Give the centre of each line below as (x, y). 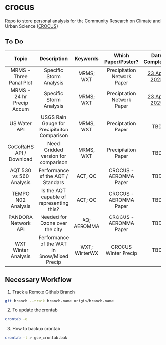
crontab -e (16, 319)
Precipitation (122, 70)
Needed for (54, 217)
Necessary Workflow (38, 280)
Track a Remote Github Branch (43, 292)
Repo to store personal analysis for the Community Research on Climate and (83, 21)
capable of (54, 197)
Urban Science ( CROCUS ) (32, 26)
